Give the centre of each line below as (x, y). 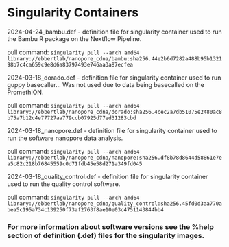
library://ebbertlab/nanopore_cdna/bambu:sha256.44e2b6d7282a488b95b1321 (115, 59)
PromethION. (25, 92)
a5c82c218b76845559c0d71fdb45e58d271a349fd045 (75, 164)
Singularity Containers (73, 13)
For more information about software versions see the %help (111, 226)
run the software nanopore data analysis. (65, 138)
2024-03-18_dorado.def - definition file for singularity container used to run (114, 78)
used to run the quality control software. (64, 184)
